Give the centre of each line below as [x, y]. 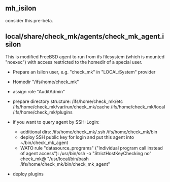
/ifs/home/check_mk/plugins [42, 112]
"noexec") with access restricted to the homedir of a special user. [74, 62]
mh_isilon [21, 8]
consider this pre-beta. [29, 20]
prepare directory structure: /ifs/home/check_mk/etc [68, 101]
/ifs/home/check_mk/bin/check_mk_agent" [65, 164]
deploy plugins [28, 174]
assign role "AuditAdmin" [39, 91]
